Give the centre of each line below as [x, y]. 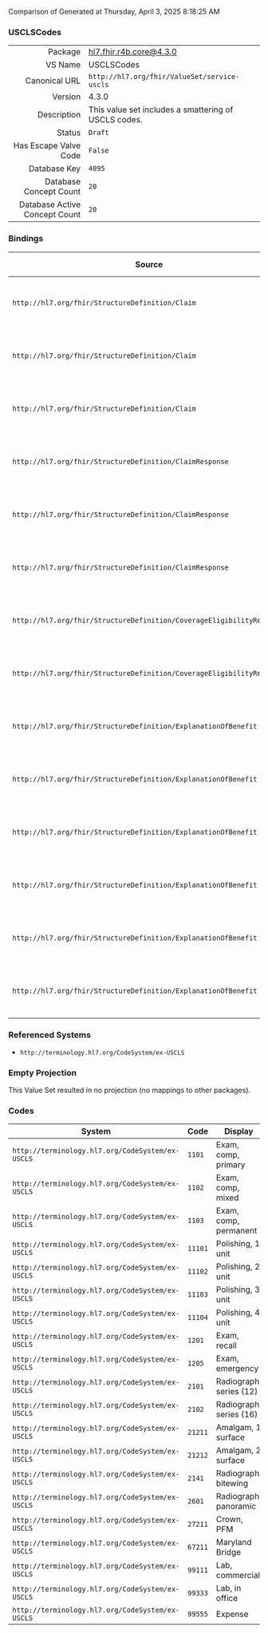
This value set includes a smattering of [161, 109]
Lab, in [229, 1588]
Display [239, 1131]
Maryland [234, 1543]
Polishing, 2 [238, 1267]
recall [226, 1345]
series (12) [236, 1392]
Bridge [229, 1552]
